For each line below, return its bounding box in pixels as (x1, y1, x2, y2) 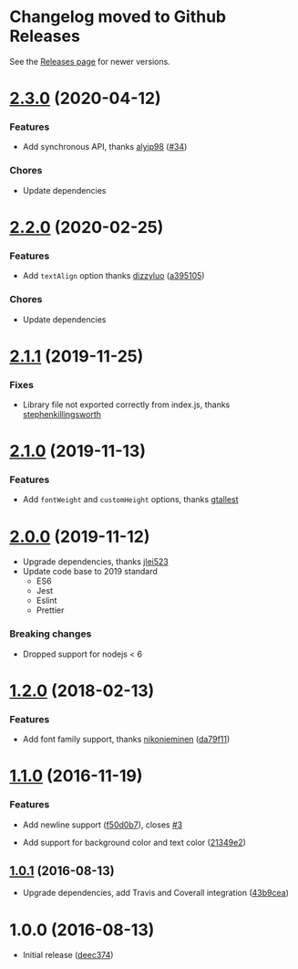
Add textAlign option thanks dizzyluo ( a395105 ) (22, 270, 205, 281)
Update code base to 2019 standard (22, 566, 158, 577)
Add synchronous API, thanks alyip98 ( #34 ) (22, 142, 188, 153)
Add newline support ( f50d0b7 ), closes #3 (22, 819, 183, 830)
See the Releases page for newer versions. (9, 56, 170, 67)
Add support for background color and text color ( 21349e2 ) (22, 837, 246, 848)
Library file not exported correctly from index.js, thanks (22, 399, 231, 410)
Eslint (36, 595, 57, 606)
